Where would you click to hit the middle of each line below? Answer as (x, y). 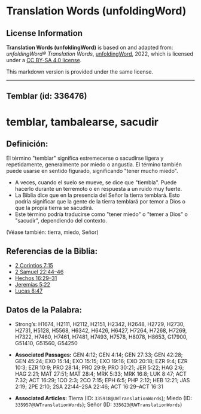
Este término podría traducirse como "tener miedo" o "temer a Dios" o (101, 214)
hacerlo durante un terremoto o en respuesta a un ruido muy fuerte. (98, 189)
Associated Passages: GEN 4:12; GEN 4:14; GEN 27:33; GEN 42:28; (99, 355)
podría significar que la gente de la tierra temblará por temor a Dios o (100, 202)
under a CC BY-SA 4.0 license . (44, 60)
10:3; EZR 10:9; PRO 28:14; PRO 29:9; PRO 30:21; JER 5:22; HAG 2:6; (99, 368)
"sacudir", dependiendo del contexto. (61, 221)
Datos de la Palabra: (44, 310)
